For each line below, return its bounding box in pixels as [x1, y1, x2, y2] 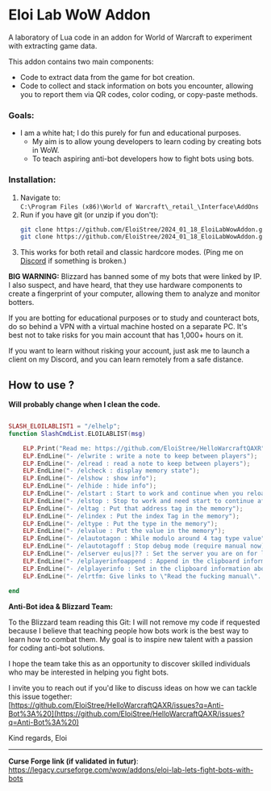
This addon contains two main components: [8, 57, 155, 66]
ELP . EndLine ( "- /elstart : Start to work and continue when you [23, 489, 244, 498]
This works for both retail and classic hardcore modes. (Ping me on [19, 247, 244, 257]
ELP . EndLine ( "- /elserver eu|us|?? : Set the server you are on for [23, 550, 258, 558]
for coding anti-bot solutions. [8, 643, 106, 653]
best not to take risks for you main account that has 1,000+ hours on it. [8, 330, 244, 341]
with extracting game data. [8, 40, 98, 50]
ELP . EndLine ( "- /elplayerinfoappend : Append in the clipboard [23, 556, 240, 565]
